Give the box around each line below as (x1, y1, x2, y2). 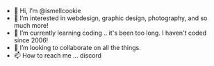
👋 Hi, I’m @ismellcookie (13, 7, 81, 15)
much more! (13, 22, 49, 29)
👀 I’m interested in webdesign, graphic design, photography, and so (13, 14, 208, 22)
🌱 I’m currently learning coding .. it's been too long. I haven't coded (13, 28, 207, 37)
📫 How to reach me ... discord (13, 51, 102, 59)
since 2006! (13, 36, 49, 44)
